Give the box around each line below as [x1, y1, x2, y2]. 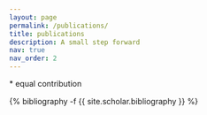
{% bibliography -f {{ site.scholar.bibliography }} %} [9, 96, 199, 106]
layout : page [9, 12, 57, 22]
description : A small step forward [9, 37, 141, 47]
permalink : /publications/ [9, 21, 109, 30]
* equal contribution [9, 79, 82, 88]
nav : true [9, 46, 46, 55]
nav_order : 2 [9, 54, 57, 63]
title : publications [9, 29, 86, 38]
